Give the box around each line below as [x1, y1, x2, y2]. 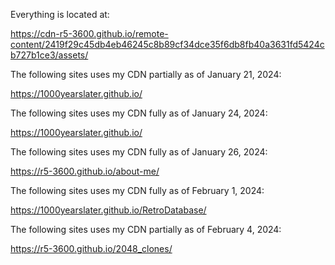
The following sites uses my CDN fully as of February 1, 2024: [10, 185, 265, 196]
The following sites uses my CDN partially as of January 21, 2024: [10, 69, 282, 80]
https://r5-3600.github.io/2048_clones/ [10, 243, 173, 254]
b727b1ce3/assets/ [10, 49, 89, 61]
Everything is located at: [10, 9, 110, 20]
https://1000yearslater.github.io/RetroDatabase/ [10, 204, 207, 216]
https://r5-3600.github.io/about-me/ [10, 165, 160, 177]
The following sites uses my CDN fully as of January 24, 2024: [10, 107, 268, 119]
